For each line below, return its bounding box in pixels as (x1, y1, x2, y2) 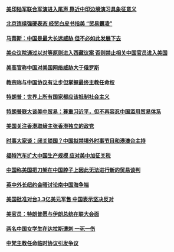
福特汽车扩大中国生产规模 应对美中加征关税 (6, 151, 111, 159)
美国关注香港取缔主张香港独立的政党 (6, 122, 94, 130)
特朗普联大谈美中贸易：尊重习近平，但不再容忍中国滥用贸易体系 (6, 108, 161, 115)
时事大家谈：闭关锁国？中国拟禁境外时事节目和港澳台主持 (6, 137, 146, 144)
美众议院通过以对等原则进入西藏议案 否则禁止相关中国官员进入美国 (6, 49, 168, 56)
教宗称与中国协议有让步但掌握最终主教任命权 (6, 79, 115, 86)
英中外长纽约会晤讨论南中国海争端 (6, 181, 89, 188)
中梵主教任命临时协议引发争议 (6, 240, 78, 247)
